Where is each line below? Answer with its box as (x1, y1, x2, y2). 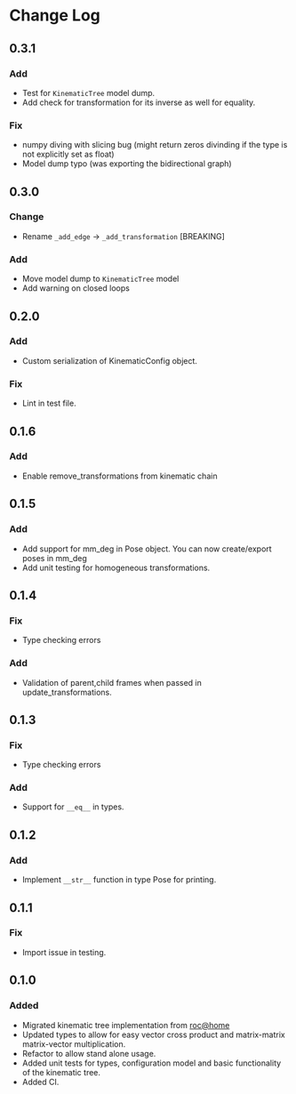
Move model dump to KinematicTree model (21, 273, 180, 285)
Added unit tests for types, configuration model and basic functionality (21, 1058, 282, 1068)
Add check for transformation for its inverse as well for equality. (21, 97, 256, 108)
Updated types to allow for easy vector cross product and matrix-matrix (21, 1029, 286, 1040)
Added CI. (21, 1076, 60, 1087)
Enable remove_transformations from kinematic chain (21, 471, 218, 481)
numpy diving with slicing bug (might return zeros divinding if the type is (21, 140, 288, 150)
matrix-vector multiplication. (21, 1038, 126, 1050)
